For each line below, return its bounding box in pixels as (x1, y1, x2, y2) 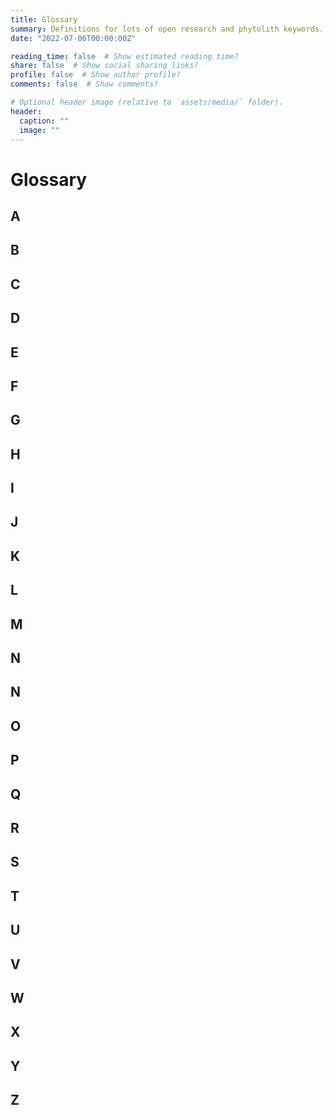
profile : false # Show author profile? (10, 70, 182, 80)
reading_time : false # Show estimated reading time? (10, 51, 240, 61)
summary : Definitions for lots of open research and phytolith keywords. (10, 24, 325, 34)
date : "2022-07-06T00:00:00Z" (10, 33, 137, 43)
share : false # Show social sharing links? (10, 61, 199, 71)
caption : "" (19, 116, 70, 126)
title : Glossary (10, 14, 78, 25)
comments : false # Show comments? (10, 79, 159, 90)
